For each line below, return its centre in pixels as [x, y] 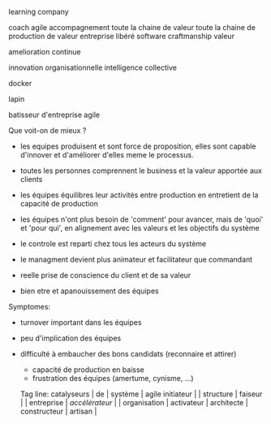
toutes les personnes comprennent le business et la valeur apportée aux [141, 171]
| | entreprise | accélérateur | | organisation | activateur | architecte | [134, 402]
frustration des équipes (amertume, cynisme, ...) [113, 378]
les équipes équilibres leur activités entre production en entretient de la [139, 195]
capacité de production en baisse [88, 370]
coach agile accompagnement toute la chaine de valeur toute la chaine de [132, 27]
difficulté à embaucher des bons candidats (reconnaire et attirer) [128, 354]
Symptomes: [30, 307]
